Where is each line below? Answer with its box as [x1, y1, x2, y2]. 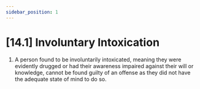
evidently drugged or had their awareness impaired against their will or [14, 62, 194, 69]
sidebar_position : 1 [6, 9, 59, 15]
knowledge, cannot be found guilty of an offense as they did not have [14, 69, 191, 76]
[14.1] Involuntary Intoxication [6, 35, 160, 49]
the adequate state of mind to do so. [14, 75, 107, 83]
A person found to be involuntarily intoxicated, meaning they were [14, 56, 182, 63]
